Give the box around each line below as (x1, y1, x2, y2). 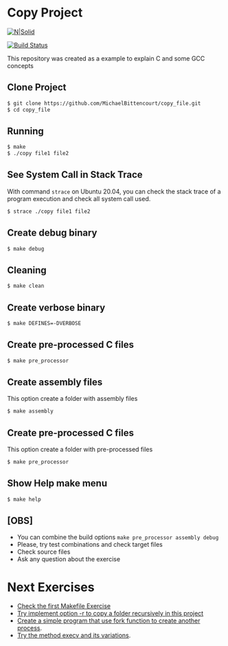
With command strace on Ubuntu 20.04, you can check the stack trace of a (7, 187, 221, 196)
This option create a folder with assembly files (7, 395, 138, 403)
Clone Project (7, 81, 67, 94)
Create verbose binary (7, 302, 106, 313)
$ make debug (7, 245, 45, 252)
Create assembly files (7, 376, 103, 388)
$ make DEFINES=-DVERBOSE (7, 320, 81, 326)
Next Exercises (7, 579, 95, 595)
